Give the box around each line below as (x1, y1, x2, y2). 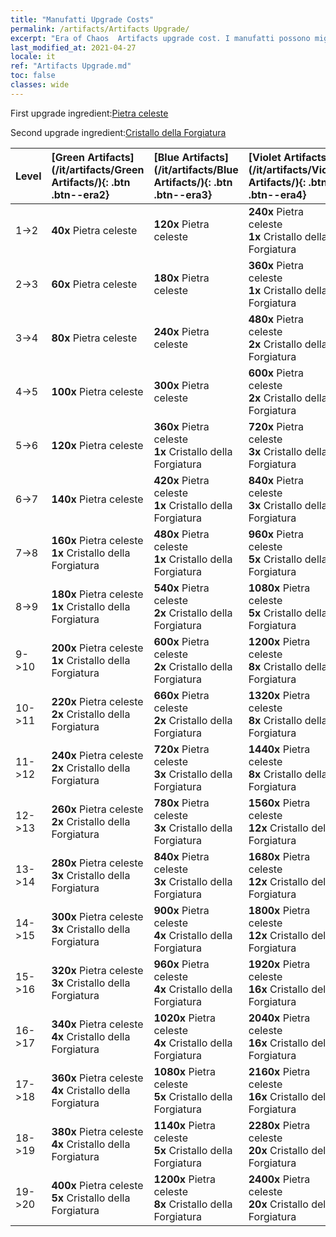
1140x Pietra (153, 1118, 217, 1132)
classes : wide (10, 80, 70, 90)
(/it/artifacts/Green (51, 162, 145, 176)
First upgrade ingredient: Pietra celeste (10, 107, 169, 119)
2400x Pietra (248, 1172, 311, 1186)
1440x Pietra (248, 742, 311, 756)
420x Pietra (153, 473, 210, 487)
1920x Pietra (248, 957, 311, 971)
